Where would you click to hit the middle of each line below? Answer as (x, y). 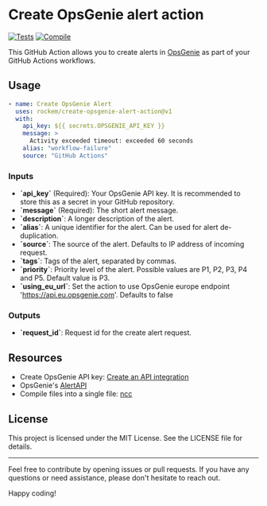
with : (25, 119)
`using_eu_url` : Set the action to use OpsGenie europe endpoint (125, 286)
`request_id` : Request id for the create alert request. (106, 333)
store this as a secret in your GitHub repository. (97, 202)
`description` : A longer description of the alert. (97, 219)
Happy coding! (33, 493)
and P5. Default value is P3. (65, 278)
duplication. (39, 235)
